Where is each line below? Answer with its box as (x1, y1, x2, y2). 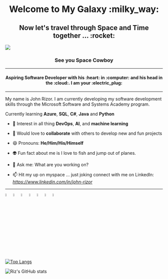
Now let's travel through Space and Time (19, 24, 149, 32)
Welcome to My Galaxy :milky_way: (9, 4, 159, 15)
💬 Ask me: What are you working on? (12, 161, 89, 167)
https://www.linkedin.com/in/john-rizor (12, 179, 92, 185)
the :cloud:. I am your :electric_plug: (45, 80, 122, 86)
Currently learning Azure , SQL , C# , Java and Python (5, 111, 115, 117)
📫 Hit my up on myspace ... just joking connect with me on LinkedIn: (12, 171, 154, 177)
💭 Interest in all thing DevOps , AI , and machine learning (12, 120, 128, 126)
